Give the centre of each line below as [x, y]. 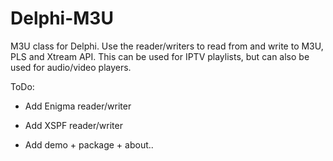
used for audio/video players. [71, 67]
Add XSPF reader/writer [73, 125]
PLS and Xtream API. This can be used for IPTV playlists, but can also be [160, 56]
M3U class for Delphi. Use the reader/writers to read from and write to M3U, [167, 46]
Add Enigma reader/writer [78, 106]
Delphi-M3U [62, 18]
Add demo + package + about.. [89, 144]
